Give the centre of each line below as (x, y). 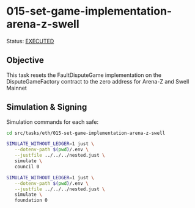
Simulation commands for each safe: (53, 122)
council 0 (27, 167)
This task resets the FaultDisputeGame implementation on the (84, 75)
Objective (25, 60)
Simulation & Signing (47, 107)
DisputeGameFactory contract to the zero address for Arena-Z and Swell (98, 81)
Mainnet (17, 88)
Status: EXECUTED (30, 41)
